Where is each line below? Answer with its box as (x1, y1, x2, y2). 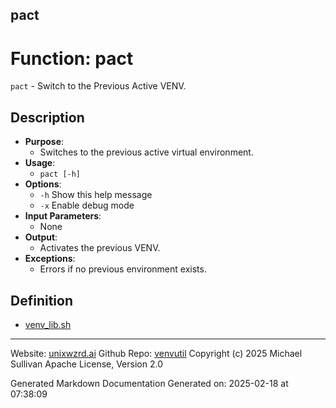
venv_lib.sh (24, 318, 72, 330)
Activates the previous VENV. (39, 242, 161, 254)
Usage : (24, 157, 56, 169)
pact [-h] (39, 169, 82, 180)
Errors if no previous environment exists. (39, 263, 207, 275)
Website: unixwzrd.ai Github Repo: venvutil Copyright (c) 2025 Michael (10, 347, 303, 359)
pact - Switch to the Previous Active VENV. (10, 80, 187, 92)
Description (10, 109, 85, 126)
